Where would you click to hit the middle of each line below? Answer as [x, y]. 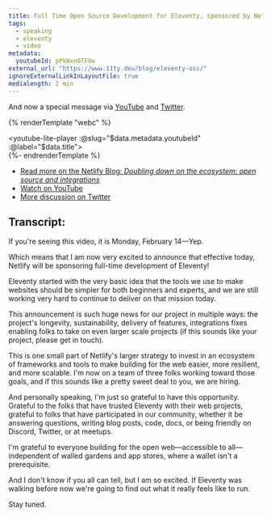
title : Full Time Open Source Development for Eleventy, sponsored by [129, 16]
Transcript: [37, 222]
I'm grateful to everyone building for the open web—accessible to [117, 447]
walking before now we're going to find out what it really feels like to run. [129, 489]
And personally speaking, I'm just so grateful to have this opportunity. [124, 397]
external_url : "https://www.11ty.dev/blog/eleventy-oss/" [108, 69]
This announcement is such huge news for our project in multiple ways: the [133, 314]
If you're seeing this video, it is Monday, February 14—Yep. [106, 242]
